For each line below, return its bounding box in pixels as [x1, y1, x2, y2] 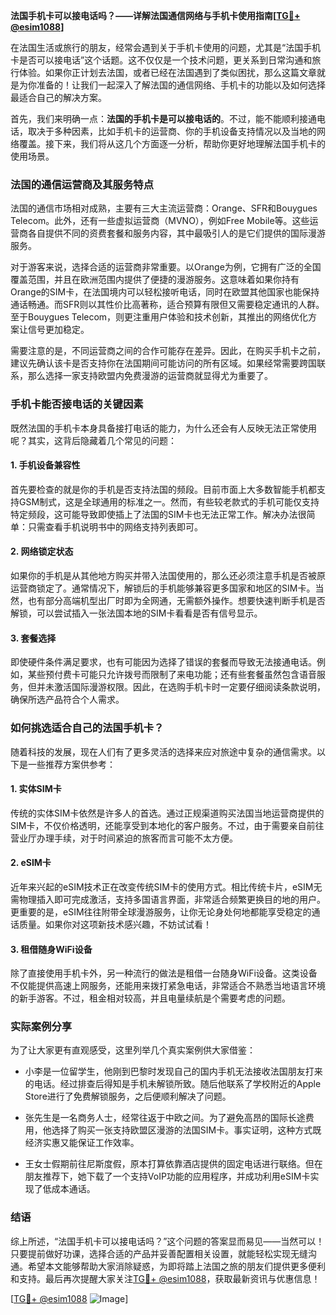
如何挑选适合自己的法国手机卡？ [10, 721, 165, 735]
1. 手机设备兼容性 [10, 459, 81, 471]
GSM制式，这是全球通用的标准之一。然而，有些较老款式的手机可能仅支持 [18, 495, 320, 508]
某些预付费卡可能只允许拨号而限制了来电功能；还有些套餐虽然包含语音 [27, 669, 317, 681]
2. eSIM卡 [10, 857, 52, 869]
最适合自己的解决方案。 [10, 92, 107, 103]
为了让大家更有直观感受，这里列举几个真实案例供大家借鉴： [10, 1044, 256, 1056]
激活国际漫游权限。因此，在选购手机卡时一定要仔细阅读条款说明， [53, 681, 326, 693]
